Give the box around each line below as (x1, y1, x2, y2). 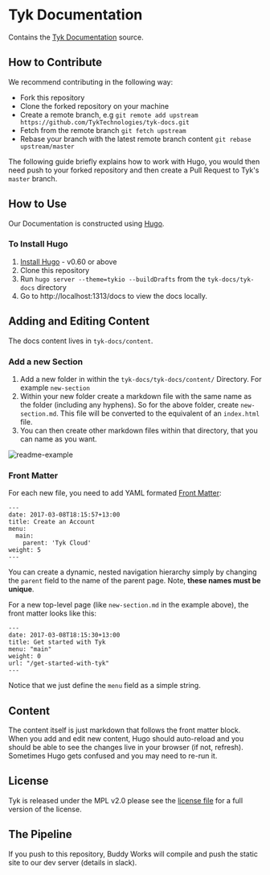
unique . (8, 584, 35, 594)
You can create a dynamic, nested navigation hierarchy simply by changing (8, 567, 257, 577)
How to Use (8, 197, 67, 211)
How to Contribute (8, 56, 103, 69)
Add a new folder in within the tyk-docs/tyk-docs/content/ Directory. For (19, 374, 262, 384)
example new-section (19, 383, 91, 392)
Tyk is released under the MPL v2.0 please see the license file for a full (8, 795, 243, 805)
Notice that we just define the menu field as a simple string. (8, 681, 201, 690)
